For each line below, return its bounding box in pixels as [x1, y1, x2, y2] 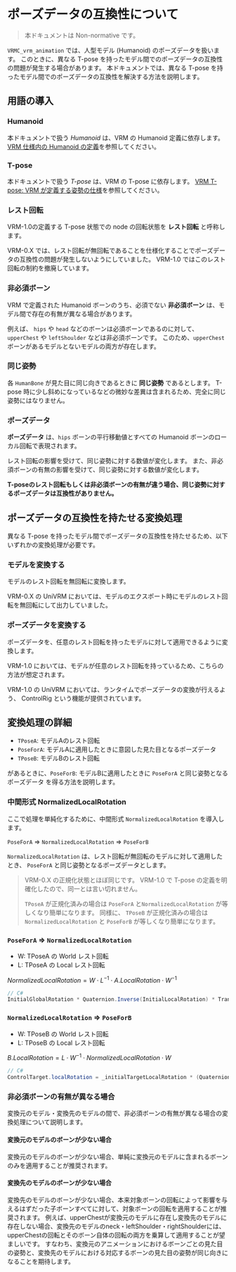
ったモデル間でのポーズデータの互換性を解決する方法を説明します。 [7, 72, 204, 81]
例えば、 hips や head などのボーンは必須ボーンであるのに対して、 [7, 325, 199, 333]
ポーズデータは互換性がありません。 [13, 489, 118, 498]
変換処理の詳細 [7, 716, 72, 729]
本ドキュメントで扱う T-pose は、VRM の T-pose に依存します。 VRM [7, 177, 209, 185]
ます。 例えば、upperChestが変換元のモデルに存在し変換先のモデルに [25, 1213, 228, 1221]
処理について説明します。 [13, 1118, 87, 1126]
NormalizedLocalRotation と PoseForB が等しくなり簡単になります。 [24, 917, 220, 926]
